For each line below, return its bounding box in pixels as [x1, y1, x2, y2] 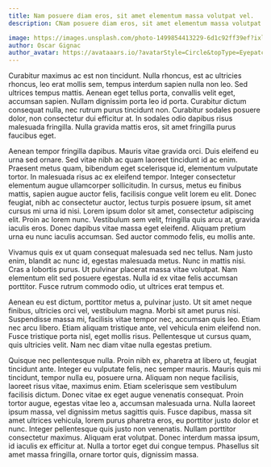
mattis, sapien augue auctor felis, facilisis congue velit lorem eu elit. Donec [8, 189, 256, 199]
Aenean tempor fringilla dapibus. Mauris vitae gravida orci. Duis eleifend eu [8, 147, 259, 156]
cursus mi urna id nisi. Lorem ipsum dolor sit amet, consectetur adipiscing [8, 206, 254, 216]
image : [8, 34, 31, 42]
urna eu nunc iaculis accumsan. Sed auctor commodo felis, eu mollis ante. [8, 232, 256, 242]
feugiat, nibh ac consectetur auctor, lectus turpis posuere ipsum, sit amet [8, 198, 252, 208]
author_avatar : [8, 49, 60, 57]
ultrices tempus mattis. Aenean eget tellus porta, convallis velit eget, [8, 88, 236, 97]
